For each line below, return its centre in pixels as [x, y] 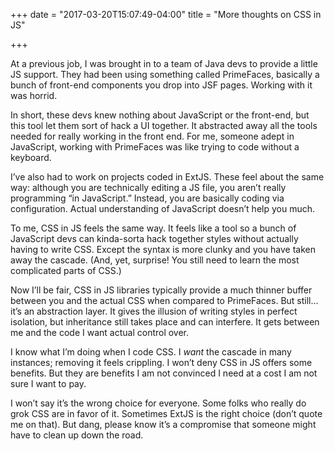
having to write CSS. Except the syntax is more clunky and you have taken [163, 249]
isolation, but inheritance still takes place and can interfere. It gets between [165, 322]
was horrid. [34, 95]
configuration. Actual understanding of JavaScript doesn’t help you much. [162, 208]
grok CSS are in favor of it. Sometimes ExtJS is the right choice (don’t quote [166, 413]
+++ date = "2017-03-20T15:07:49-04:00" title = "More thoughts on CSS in [166, 14]
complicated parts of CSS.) [66, 270]
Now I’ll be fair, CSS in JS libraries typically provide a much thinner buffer [161, 290]
